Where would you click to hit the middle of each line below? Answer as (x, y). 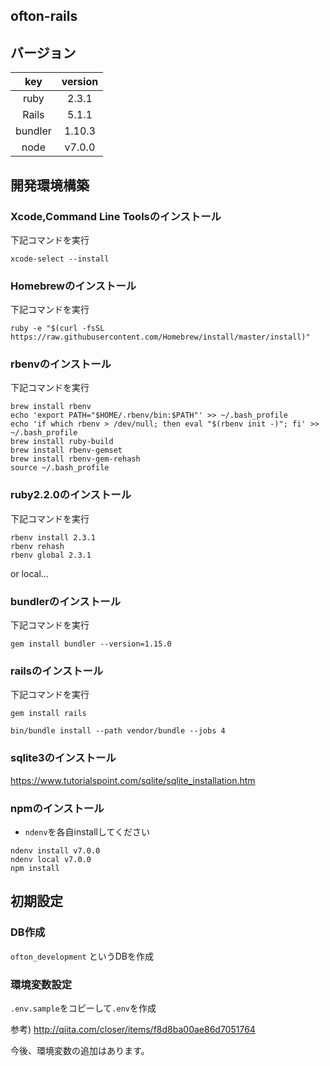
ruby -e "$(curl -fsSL (57, 329)
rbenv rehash (37, 546)
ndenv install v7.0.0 (55, 850)
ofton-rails (44, 16)
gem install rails (48, 714)
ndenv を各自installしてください (87, 831)
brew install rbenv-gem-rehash (75, 459)
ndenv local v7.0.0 (51, 859)
